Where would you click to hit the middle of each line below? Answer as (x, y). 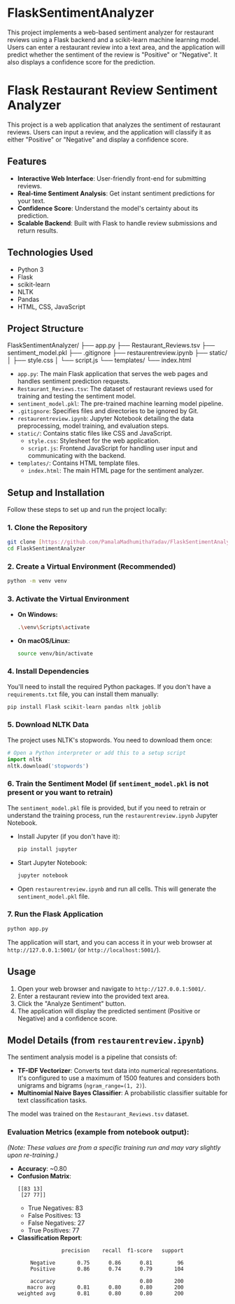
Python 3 (30, 269)
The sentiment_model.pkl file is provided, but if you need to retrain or (107, 807)
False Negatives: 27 (56, 1223)
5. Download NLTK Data (48, 725)
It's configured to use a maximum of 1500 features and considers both (119, 1078)
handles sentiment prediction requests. (74, 381)
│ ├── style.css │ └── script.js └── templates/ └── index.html (99, 360)
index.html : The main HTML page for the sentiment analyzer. (116, 471)
